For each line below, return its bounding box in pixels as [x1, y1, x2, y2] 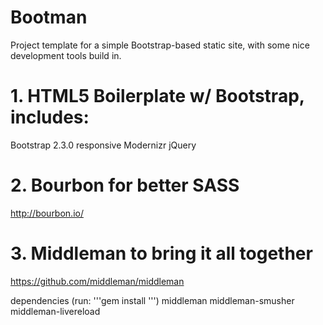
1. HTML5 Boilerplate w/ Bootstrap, [10, 85, 305, 108]
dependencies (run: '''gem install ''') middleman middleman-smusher [10, 294, 295, 306]
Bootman [10, 6, 88, 29]
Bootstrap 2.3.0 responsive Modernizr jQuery [10, 139, 197, 151]
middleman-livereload [10, 305, 101, 317]
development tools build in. [10, 49, 122, 61]
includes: [10, 106, 90, 129]
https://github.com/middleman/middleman [10, 275, 185, 287]
